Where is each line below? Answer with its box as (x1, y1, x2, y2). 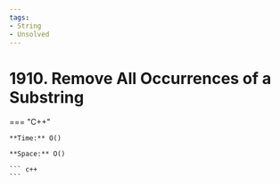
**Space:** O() (9, 149, 66, 159)
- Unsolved (9, 29, 50, 38)
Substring (9, 87, 85, 107)
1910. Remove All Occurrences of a (9, 68, 272, 88)
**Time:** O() (9, 134, 62, 143)
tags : (9, 13, 29, 22)
